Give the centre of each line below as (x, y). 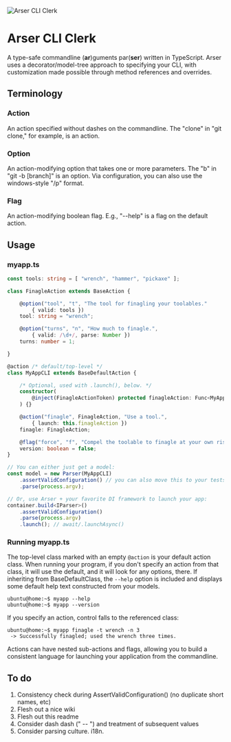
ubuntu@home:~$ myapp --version (53, 605)
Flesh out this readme (48, 717)
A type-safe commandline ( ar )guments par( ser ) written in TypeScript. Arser (114, 57)
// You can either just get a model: (61, 467)
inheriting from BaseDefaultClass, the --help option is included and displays (115, 579)
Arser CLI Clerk (52, 39)
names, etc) (34, 702)
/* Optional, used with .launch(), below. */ (86, 385)
